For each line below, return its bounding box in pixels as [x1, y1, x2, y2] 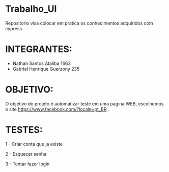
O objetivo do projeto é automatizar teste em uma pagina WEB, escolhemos [5, 100, 164, 106]
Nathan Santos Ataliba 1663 [12, 60, 71, 67]
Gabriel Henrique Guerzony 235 [12, 66, 80, 72]
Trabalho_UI [5, 3, 57, 15]
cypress [5, 25, 22, 31]
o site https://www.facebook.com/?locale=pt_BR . [5, 106, 109, 112]
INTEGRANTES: [5, 44, 72, 55]
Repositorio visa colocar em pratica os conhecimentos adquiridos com [5, 20, 153, 26]
